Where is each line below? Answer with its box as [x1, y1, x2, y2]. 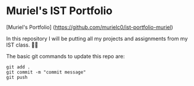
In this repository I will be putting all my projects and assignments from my [6, 35, 188, 42]
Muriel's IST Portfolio [6, 4, 113, 18]
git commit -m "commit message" [6, 69, 86, 75]
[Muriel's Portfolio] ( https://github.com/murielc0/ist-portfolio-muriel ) [6, 24, 173, 31]
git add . [6, 64, 31, 70]
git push [6, 74, 28, 80]
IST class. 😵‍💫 [6, 41, 39, 48]
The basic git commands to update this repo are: [6, 52, 125, 59]
